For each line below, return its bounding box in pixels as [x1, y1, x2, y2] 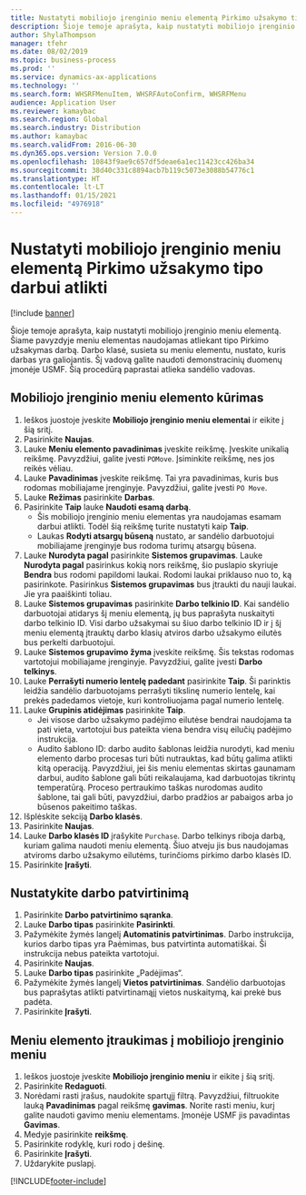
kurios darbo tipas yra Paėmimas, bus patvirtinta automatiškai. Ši [23, 938, 267, 949]
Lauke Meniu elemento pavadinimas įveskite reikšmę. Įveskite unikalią [23, 443, 290, 454]
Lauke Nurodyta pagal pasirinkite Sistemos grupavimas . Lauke [23, 550, 263, 561]
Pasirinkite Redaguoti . [23, 1080, 107, 1092]
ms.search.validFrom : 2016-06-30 [10, 140, 137, 149]
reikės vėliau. [23, 462, 74, 473]
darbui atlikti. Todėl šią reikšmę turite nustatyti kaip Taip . [36, 521, 249, 532]
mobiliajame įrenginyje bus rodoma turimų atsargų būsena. [36, 540, 257, 551]
